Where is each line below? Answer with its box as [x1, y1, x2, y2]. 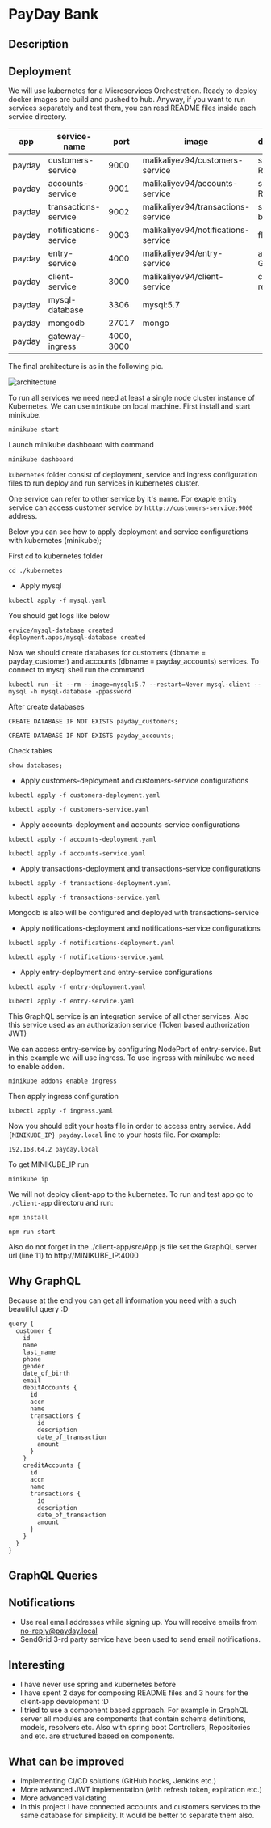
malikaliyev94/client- [142, 271, 224, 282]
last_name [23, 1348, 56, 1356]
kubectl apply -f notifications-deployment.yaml [8, 939, 175, 948]
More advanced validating [19, 1793, 107, 1803]
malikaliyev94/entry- [142, 248, 223, 259]
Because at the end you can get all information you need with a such [8, 1296, 236, 1305]
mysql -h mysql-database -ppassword [8, 688, 131, 696]
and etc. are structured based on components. [19, 1731, 175, 1741]
